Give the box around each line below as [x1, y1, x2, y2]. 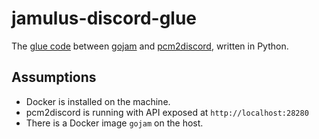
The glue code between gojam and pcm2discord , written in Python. [11, 40, 289, 52]
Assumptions [11, 69, 97, 86]
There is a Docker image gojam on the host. [25, 117, 204, 129]
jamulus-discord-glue [11, 7, 198, 30]
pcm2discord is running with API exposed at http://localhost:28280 [25, 106, 309, 118]
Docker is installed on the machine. [25, 95, 171, 107]
